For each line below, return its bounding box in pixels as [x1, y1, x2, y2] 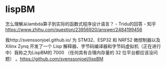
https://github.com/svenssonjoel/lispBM [19, 55, 104, 61]
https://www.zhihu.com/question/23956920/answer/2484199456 [5, 26, 143, 32]
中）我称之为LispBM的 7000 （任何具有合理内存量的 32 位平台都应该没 [5, 49, 154, 55]
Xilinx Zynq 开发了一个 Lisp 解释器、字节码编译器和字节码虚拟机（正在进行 [5, 43, 161, 49]
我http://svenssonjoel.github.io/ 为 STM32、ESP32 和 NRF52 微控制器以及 [5, 37, 161, 43]
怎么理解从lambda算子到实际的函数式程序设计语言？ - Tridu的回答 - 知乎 [5, 21, 156, 27]
